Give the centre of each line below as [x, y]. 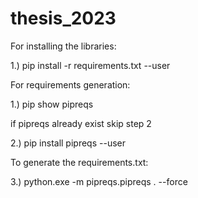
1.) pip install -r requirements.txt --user [90, 65]
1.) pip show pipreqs [52, 104]
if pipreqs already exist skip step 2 [81, 123]
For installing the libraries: [63, 46]
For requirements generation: [70, 84]
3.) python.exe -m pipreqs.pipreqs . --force [99, 181]
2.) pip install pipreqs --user [68, 143]
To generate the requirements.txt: [79, 162]
